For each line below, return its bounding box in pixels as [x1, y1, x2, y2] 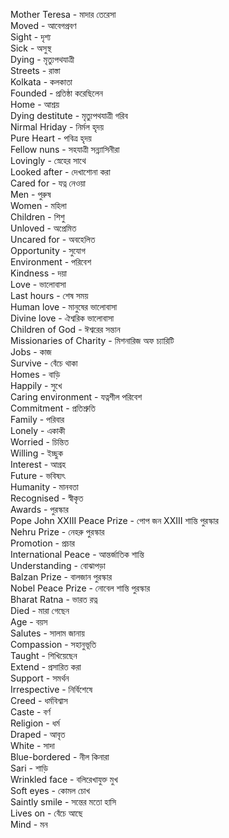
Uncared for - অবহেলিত [10, 234, 96, 245]
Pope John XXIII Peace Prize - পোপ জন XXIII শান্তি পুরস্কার [10, 515, 219, 526]
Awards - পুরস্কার [10, 504, 69, 515]
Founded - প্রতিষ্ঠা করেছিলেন [10, 87, 103, 99]
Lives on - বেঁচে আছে [10, 807, 83, 819]
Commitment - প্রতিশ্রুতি [10, 402, 96, 414]
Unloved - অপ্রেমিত [10, 222, 77, 234]
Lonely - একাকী [10, 425, 66, 436]
